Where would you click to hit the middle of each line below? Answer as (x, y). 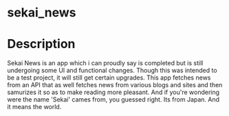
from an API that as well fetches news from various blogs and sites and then (115, 85)
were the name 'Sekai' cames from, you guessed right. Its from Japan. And (113, 100)
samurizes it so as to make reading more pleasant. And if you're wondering (113, 92)
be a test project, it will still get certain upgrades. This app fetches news (109, 78)
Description (41, 44)
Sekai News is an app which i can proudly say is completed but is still (105, 63)
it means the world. (34, 107)
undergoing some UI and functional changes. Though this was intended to (112, 71)
